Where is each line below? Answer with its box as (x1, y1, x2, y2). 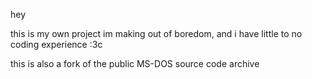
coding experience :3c (10, 39, 103, 50)
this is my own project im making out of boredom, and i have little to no (10, 28, 303, 39)
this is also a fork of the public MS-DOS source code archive (10, 58, 260, 69)
